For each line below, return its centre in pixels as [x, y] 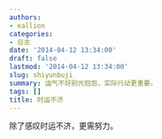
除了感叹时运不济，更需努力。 [63, 126]
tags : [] [25, 91]
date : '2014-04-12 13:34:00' [63, 50]
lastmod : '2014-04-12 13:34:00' [69, 67]
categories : [31, 34]
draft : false [33, 58]
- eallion [27, 26]
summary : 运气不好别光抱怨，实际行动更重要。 [83, 83]
